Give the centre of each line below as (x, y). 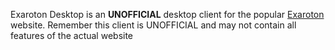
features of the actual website (72, 35)
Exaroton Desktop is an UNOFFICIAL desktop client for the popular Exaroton (167, 14)
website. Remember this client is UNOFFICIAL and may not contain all (153, 25)
